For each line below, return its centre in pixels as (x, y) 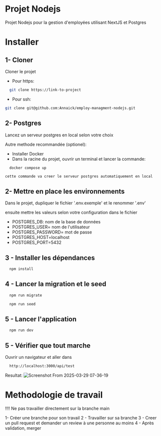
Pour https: (23, 81)
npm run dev (22, 330)
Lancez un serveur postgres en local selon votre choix (59, 135)
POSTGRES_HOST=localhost (41, 237)
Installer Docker (28, 153)
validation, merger (23, 428)
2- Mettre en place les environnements (65, 191)
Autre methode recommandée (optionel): (46, 144)
